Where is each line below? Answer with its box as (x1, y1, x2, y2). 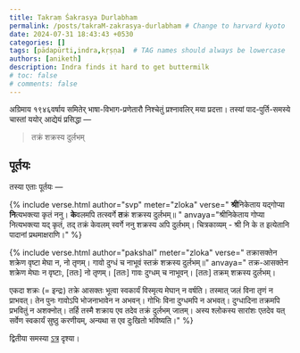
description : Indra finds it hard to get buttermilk (9, 63, 210, 72)
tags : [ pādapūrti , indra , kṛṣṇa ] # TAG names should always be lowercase (9, 46, 286, 55)
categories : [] (9, 37, 66, 47)
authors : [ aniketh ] (9, 54, 82, 63)
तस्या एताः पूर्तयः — (9, 182, 63, 193)
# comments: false (9, 79, 78, 88)
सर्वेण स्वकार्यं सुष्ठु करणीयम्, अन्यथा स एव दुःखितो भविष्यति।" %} (9, 316, 194, 326)
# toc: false (9, 71, 58, 80)
